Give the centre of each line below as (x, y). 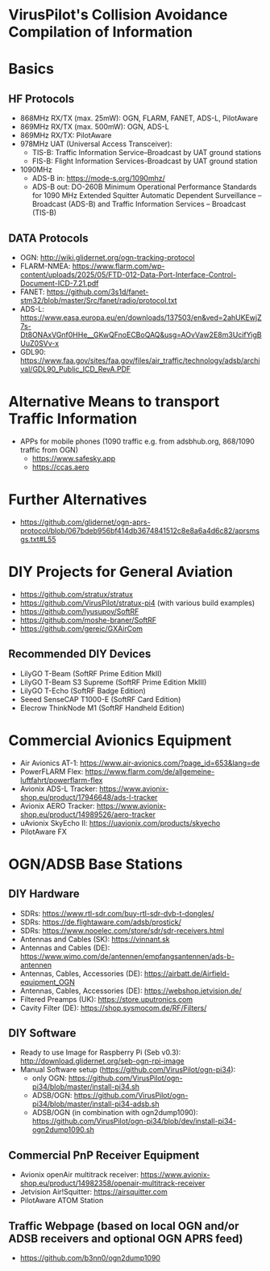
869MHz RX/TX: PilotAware (66, 136)
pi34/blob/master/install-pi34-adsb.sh (96, 1104)
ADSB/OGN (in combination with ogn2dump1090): (115, 1113)
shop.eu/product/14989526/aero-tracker (87, 814)
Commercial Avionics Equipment (120, 740)
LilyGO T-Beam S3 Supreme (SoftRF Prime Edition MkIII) (113, 682)
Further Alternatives (78, 500)
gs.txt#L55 (38, 539)
